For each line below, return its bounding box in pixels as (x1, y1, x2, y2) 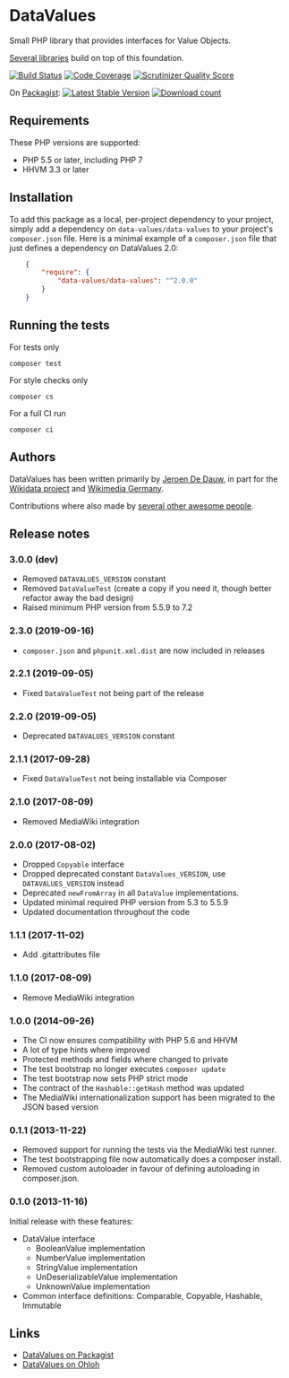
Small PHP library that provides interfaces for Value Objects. (9, 35, 231, 46)
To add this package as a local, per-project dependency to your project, (9, 214, 275, 224)
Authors (9, 449, 56, 465)
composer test (9, 359, 63, 368)
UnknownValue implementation (35, 1280, 150, 1292)
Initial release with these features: (9, 1216, 134, 1226)
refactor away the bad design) (21, 593, 134, 604)
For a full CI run (9, 407, 67, 418)
